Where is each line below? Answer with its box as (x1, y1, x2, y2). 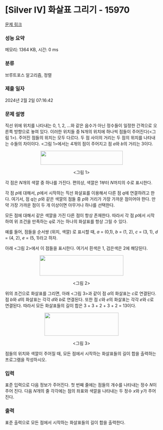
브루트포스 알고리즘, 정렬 (5, 72, 52, 78)
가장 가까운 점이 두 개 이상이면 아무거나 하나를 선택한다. (10, 202, 115, 208)
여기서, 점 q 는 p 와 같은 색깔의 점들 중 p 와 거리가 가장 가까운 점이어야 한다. (11, 196, 151, 202)
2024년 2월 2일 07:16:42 (5, 97, 53, 103)
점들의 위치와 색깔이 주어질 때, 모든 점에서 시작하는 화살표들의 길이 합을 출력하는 (5, 351, 157, 357)
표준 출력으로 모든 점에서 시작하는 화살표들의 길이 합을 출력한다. (5, 419, 126, 425)
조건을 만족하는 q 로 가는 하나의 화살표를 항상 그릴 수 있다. (19, 219, 128, 224)
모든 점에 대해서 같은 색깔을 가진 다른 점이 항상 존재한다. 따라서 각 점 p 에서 (5, 212, 146, 219)
